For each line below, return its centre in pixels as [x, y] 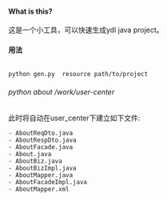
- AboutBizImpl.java [43, 168]
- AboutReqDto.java [41, 133]
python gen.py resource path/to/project [78, 74]
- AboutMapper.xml [39, 189]
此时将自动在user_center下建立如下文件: [74, 118]
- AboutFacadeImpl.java [48, 182]
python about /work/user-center [62, 92]
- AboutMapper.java [41, 175]
